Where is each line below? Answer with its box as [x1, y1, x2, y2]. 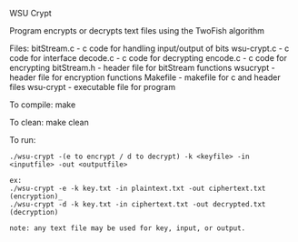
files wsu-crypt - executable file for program [9, 82, 175, 92]
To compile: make [9, 99, 76, 110]
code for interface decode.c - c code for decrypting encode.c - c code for [9, 53, 288, 63]
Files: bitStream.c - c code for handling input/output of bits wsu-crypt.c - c [9, 43, 290, 54]
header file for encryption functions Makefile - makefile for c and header [9, 72, 282, 83]
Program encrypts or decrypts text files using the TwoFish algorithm [9, 25, 265, 35]
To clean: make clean [9, 117, 89, 127]
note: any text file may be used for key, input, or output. [9, 224, 246, 233]
